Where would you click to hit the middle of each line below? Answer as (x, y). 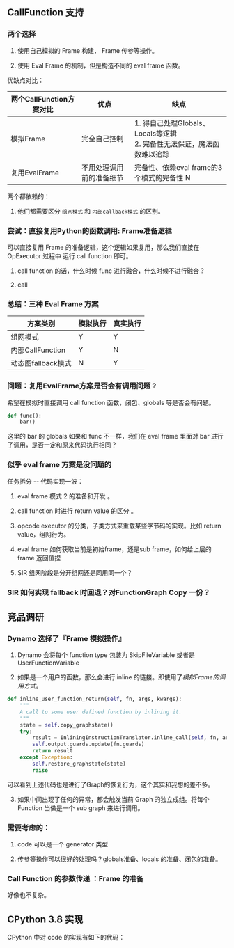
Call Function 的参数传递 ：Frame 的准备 (76, 878)
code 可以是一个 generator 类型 (63, 844)
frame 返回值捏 (39, 558)
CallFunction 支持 (46, 13)
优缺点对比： (25, 80)
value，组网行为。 (44, 534)
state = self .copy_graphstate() (67, 725)
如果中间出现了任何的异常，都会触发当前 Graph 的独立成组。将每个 (114, 799)
